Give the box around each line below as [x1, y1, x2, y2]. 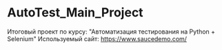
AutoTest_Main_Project [7, 5, 143, 21]
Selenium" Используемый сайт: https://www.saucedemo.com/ [7, 34, 188, 42]
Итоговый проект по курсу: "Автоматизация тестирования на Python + [7, 27, 216, 36]
